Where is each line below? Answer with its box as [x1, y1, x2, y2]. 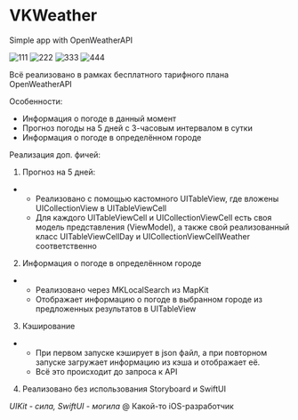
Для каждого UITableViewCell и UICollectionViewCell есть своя [35, 212, 272, 222]
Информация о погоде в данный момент [21, 113, 177, 124]
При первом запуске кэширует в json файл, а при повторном [35, 347, 268, 358]
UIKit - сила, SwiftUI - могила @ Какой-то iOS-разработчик [9, 400, 234, 411]
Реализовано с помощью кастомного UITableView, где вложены [35, 193, 279, 204]
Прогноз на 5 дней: [21, 166, 96, 177]
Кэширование [21, 320, 76, 331]
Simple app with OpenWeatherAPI [9, 35, 133, 45]
